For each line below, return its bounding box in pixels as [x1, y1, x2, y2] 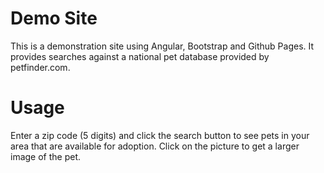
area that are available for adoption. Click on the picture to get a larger [10, 140, 300, 152]
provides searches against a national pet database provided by [10, 50, 270, 62]
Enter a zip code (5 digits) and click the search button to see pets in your [10, 129, 310, 141]
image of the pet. [10, 150, 82, 162]
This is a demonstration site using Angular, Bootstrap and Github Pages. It [10, 40, 315, 52]
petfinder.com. [10, 61, 71, 73]
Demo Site [10, 7, 98, 30]
